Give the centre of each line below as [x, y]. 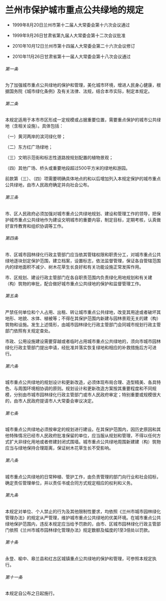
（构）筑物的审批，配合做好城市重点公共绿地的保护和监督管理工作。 [74, 284]
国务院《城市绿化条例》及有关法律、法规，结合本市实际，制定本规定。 [81, 91]
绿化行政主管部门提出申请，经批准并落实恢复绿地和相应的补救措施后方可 [79, 347]
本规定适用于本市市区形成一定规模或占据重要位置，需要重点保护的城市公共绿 [83, 120]
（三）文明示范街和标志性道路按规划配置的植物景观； [59, 158]
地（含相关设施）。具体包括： [34, 126]
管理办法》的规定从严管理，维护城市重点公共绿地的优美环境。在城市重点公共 [83, 517]
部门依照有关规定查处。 [29, 331]
